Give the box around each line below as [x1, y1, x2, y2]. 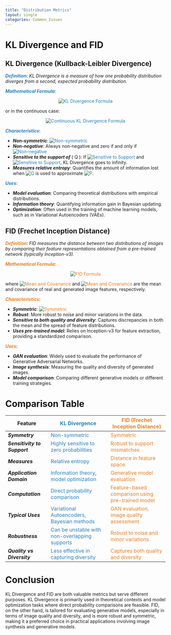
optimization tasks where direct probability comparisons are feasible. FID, [5, 602, 160, 608]
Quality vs [8, 548, 34, 555]
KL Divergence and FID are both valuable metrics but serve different [5, 591, 149, 597]
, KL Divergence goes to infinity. [60, 160, 128, 166]
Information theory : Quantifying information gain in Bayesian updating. [12, 201, 163, 207]
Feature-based [110, 484, 147, 491]
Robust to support [110, 440, 154, 447]
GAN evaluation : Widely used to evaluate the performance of [12, 353, 142, 359]
